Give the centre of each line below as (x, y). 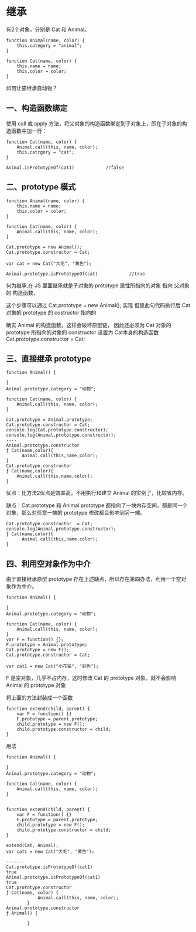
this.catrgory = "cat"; (46, 152)
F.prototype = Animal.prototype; (47, 645)
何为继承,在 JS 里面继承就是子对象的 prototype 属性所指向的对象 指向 (89, 285)
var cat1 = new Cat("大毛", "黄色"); (50, 852)
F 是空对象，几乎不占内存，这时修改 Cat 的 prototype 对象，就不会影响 (91, 678)
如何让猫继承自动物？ (32, 88)
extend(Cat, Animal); (32, 846)
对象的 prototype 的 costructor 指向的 (51, 312)
